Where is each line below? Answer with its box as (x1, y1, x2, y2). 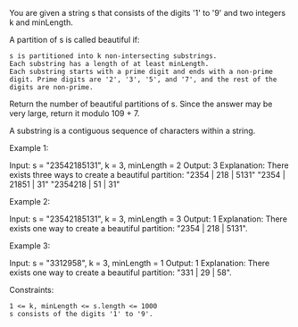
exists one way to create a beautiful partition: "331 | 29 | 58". (9, 267, 232, 278)
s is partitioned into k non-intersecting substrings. (9, 52, 218, 61)
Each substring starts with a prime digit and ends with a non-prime (9, 67, 274, 76)
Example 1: (9, 143, 49, 153)
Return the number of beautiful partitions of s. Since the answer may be (9, 98, 273, 109)
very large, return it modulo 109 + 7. (9, 108, 140, 119)
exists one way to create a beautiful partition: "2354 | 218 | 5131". (9, 223, 248, 233)
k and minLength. (9, 17, 74, 28)
